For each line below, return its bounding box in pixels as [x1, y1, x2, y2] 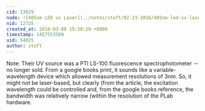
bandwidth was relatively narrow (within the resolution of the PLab [6, 92, 173, 99]
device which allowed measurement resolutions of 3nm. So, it [37, 73, 192, 80]
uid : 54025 [6, 37, 34, 43]
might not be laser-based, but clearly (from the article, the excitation [6, 79, 178, 86]
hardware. [6, 98, 32, 106]
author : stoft [6, 43, 43, 49]
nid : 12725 [6, 20, 34, 26]
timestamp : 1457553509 [6, 32, 64, 38]
